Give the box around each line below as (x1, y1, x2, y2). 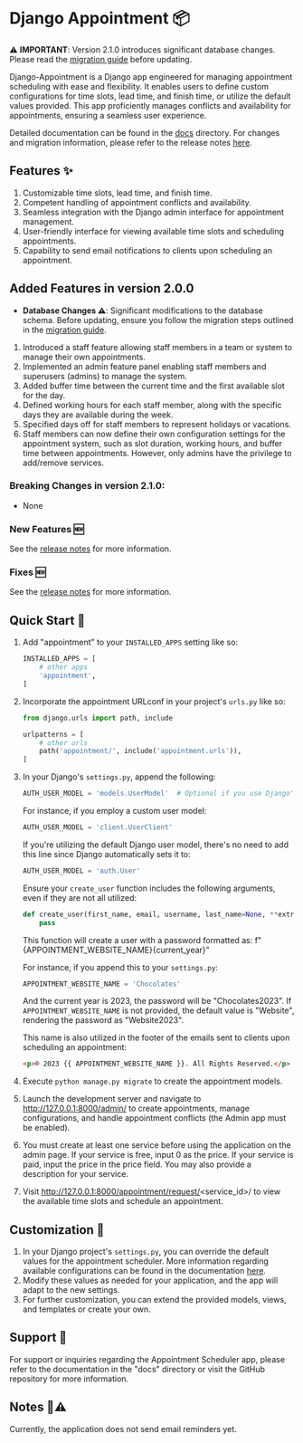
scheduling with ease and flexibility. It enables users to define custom (9, 81, 270, 91)
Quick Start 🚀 (9, 613, 86, 628)
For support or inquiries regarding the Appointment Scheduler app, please (9, 1353, 286, 1364)
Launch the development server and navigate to (22, 1094, 202, 1104)
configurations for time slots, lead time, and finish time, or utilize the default (9, 91, 291, 101)
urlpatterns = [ (22, 730, 84, 739)
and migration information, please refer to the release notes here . (9, 137, 252, 148)
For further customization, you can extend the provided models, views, (22, 1295, 287, 1305)
